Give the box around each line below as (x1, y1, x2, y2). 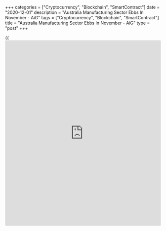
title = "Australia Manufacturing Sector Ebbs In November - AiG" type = (5, 20, 150, 26)
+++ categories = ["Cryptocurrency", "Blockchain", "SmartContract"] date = (5, 4, 160, 10)
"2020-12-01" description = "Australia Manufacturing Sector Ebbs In (5, 9, 144, 15)
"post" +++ (5, 25, 28, 31)
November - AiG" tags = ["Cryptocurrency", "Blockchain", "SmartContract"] (5, 15, 159, 20)
